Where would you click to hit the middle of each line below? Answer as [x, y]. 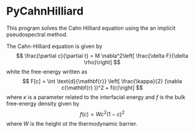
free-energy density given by [43, 103]
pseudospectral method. [37, 34]
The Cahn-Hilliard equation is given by [54, 46]
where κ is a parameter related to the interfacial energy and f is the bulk [96, 97]
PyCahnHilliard [45, 11]
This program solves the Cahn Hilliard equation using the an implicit [91, 28]
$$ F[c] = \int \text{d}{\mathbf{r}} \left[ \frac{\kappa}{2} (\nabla [102, 81]
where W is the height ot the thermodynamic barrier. [72, 123]
